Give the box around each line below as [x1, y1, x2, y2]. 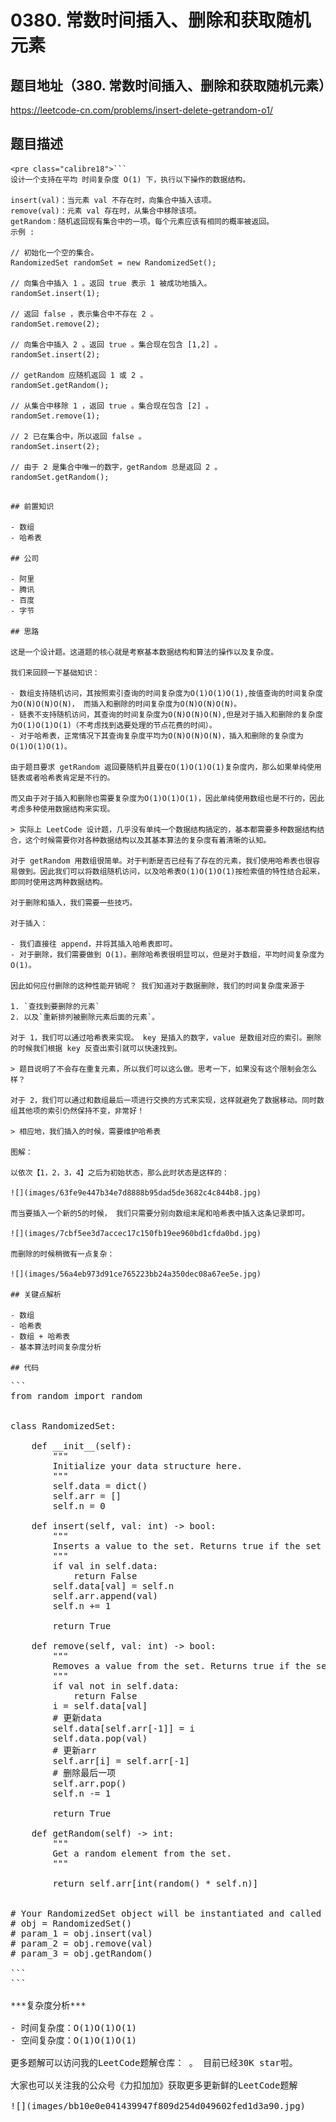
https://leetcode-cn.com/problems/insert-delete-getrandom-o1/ [10, 104, 273, 116]
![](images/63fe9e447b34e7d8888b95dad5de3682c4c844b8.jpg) [10, 1187, 262, 1198]
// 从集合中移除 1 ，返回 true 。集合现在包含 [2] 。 [10, 401, 213, 411]
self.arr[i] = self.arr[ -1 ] [52, 1755, 190, 1766]
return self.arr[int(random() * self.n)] [52, 1877, 259, 1889]
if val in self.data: [52, 1560, 159, 1571]
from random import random [10, 1390, 143, 1401]
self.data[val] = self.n [52, 1580, 175, 1591]
